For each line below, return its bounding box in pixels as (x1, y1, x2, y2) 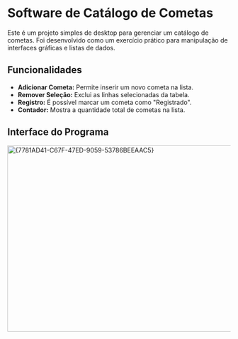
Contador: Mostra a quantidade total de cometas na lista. (17, 105, 186, 114)
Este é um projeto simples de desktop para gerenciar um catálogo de (7, 28, 209, 37)
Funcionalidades (7, 64, 83, 76)
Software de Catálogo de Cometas (7, 5, 214, 21)
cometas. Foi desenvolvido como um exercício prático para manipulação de (7, 35, 228, 44)
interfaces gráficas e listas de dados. (7, 43, 115, 52)
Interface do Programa (7, 126, 109, 138)
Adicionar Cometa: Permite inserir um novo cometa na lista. (17, 83, 193, 91)
